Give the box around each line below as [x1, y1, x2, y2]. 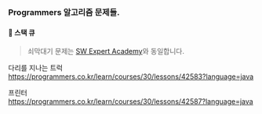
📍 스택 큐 [8, 27, 35, 37]
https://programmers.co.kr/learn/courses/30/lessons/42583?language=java [8, 72, 254, 81]
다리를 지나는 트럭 [8, 63, 63, 73]
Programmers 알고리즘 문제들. [8, 6, 120, 17]
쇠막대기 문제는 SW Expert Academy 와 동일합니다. [27, 47, 184, 56]
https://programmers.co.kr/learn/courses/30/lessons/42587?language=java [8, 97, 253, 106]
